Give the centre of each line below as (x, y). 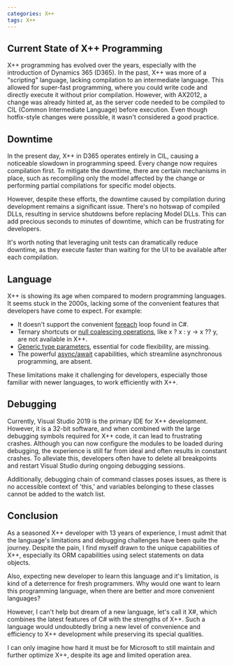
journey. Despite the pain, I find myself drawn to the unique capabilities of (114, 547)
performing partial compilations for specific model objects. (92, 186)
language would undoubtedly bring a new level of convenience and (104, 626)
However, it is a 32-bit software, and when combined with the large (104, 428)
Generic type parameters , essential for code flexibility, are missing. (114, 346)
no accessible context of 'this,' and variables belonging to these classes (111, 487)
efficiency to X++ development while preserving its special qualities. (105, 634)
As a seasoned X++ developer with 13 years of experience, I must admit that (117, 533)
